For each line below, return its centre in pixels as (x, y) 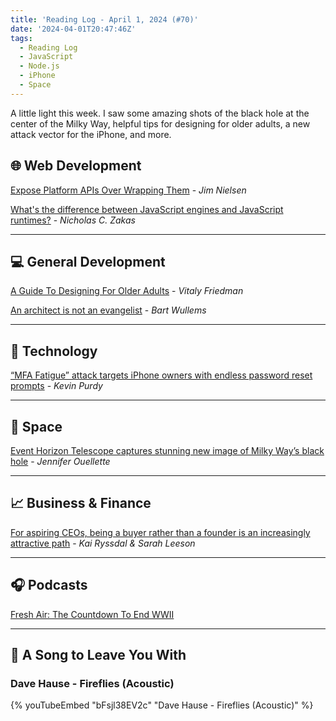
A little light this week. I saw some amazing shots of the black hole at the (160, 113)
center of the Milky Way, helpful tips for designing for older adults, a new (160, 123)
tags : (21, 38)
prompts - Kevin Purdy (56, 386)
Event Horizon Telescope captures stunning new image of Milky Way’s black (167, 450)
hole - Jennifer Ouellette (60, 461)
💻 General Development (88, 261)
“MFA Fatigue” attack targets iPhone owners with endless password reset (161, 375)
